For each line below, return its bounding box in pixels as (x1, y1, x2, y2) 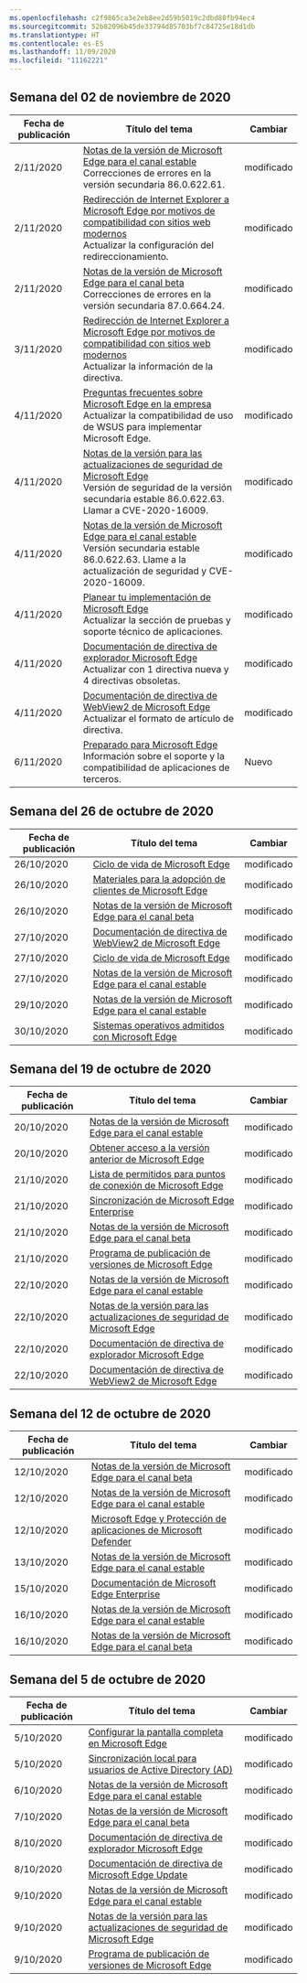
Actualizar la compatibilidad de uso (82, 409, 234, 422)
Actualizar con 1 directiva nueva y (82, 662, 229, 675)
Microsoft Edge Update (88, 1869, 188, 1881)
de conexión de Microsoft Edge (90, 1179, 224, 1192)
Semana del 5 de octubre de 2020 (9, 1671, 206, 1688)
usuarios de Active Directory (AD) (88, 1763, 233, 1776)
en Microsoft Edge (88, 1737, 167, 1750)
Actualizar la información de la (82, 359, 213, 372)
